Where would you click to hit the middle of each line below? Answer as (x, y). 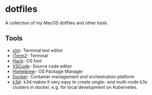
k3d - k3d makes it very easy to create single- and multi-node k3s (80, 82)
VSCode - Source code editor (42, 66)
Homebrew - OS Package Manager (48, 71)
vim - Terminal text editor (38, 50)
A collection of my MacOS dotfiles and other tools (56, 23)
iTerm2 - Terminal (30, 55)
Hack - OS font (27, 61)
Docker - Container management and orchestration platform (73, 76)
